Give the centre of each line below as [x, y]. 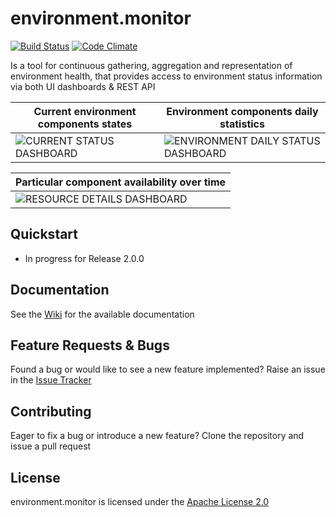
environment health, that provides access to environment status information [166, 76]
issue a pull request [51, 446]
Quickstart [44, 234]
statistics [242, 124]
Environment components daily [242, 111]
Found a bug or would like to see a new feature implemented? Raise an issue [168, 369]
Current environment [85, 111]
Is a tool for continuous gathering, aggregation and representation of [151, 65]
